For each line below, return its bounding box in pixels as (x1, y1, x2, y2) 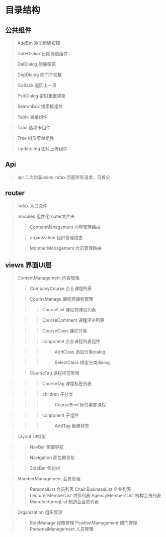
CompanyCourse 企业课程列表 (29, 285, 92, 291)
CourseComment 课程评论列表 (42, 317, 105, 323)
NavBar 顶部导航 (29, 444, 64, 450)
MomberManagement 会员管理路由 (29, 245, 102, 251)
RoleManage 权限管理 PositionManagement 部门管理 (29, 520, 138, 526)
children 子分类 (42, 391, 74, 397)
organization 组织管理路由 (29, 234, 83, 240)
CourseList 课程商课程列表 (42, 307, 96, 313)
